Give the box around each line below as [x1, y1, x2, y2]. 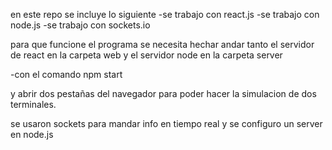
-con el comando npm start [10, 69, 123, 80]
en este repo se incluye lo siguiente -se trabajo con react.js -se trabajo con [10, 9, 320, 20]
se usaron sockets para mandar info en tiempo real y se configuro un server [10, 118, 323, 129]
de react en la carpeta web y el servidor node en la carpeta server [10, 49, 283, 61]
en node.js [10, 129, 54, 140]
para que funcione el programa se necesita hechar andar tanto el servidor [10, 39, 315, 50]
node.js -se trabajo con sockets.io [10, 19, 151, 31]
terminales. [10, 99, 57, 110]
